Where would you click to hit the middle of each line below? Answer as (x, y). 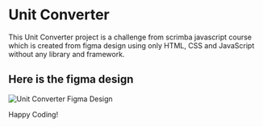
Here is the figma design (71, 79)
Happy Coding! (33, 114)
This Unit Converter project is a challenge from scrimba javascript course (130, 37)
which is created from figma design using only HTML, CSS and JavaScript (131, 45)
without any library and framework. (67, 54)
